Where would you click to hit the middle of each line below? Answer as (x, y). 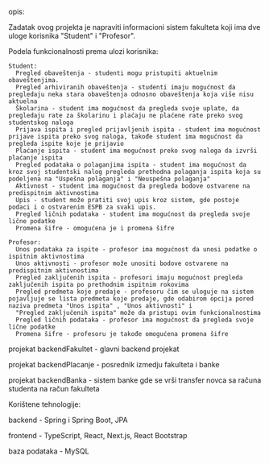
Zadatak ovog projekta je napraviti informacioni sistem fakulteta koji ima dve (134, 27)
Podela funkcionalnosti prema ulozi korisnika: (83, 51)
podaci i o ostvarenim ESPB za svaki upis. (83, 207)
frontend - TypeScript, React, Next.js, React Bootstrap (98, 435)
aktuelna (23, 101)
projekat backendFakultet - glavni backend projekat (94, 349)
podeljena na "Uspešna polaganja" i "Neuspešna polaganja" (110, 179)
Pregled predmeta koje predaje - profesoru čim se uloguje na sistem (134, 292)
